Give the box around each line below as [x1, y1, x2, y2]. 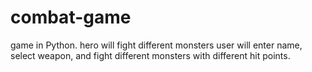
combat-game [10, 6, 132, 29]
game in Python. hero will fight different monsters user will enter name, [10, 39, 303, 51]
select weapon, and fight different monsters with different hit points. [10, 49, 291, 61]
